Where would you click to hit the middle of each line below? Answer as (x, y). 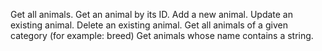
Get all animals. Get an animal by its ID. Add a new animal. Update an (151, 14)
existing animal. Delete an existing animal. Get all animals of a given (149, 25)
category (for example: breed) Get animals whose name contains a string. (162, 35)
